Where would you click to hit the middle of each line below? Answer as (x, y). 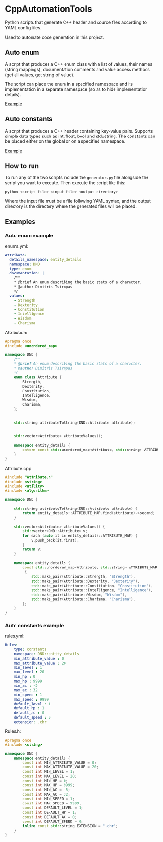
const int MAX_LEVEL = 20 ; (50, 776)
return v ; (32, 549)
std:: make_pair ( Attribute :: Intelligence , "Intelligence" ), (92, 590)
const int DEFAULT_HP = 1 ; (50, 813)
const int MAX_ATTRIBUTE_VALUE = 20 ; (60, 767)
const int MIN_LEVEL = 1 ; (49, 772)
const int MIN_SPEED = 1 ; (49, 799)
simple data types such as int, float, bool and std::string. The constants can (80, 136)
